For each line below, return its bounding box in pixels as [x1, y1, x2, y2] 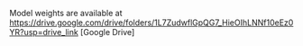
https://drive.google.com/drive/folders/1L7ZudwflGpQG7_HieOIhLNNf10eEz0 [9, 17, 294, 28]
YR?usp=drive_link [9, 27, 78, 37]
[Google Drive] [79, 27, 135, 37]
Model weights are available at [9, 8, 123, 18]
